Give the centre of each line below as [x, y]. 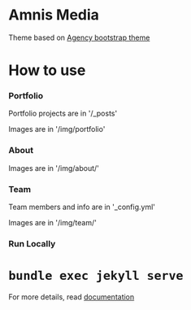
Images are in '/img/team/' [53, 223]
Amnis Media [54, 15]
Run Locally [32, 243]
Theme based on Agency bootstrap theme [79, 37]
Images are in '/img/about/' [54, 168]
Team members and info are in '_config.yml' [82, 207]
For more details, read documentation [72, 297]
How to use [47, 70]
